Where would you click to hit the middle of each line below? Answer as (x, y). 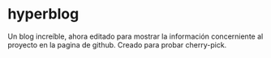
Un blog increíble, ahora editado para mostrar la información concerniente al (135, 36)
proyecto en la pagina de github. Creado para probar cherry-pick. (117, 44)
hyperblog (43, 14)
